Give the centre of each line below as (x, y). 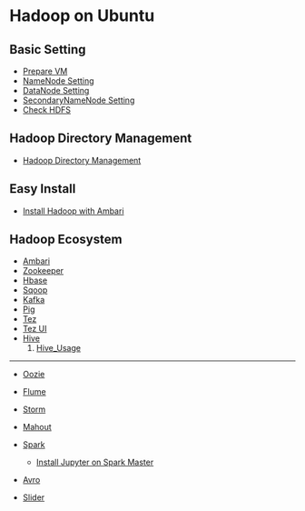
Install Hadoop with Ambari (73, 211)
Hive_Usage (59, 348)
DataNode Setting (56, 90)
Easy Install (43, 189)
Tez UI (34, 329)
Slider (34, 497)
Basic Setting (48, 50)
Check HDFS (46, 110)
